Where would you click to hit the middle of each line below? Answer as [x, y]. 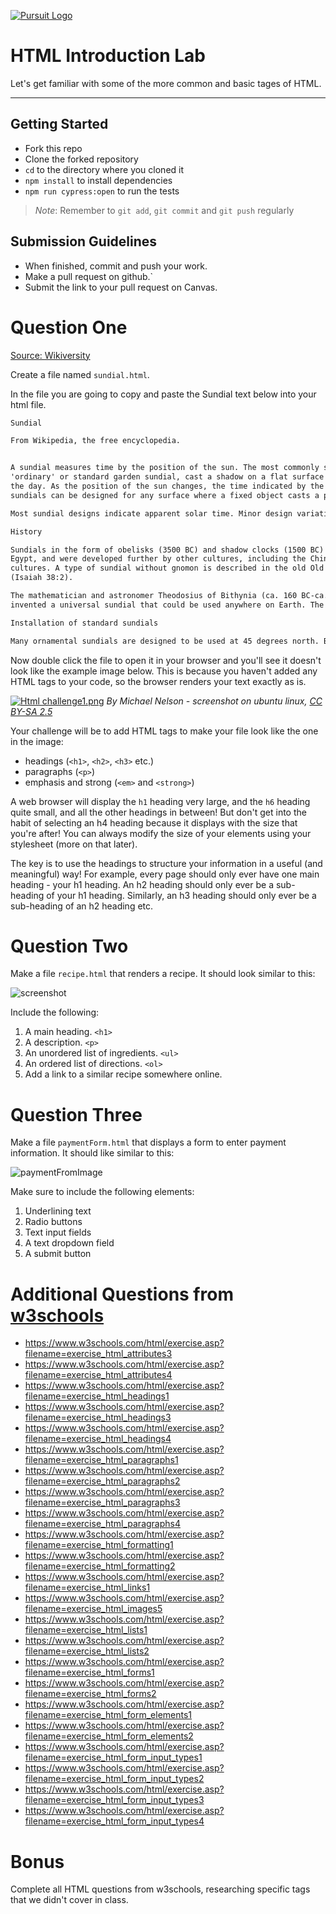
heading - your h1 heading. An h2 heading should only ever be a [142, 884]
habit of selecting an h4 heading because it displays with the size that [154, 822]
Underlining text [58, 1211]
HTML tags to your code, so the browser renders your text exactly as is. [158, 681]
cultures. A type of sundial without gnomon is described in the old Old [167, 568]
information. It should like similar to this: [92, 1153]
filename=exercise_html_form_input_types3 [114, 1800]
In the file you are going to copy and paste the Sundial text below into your [163, 394]
